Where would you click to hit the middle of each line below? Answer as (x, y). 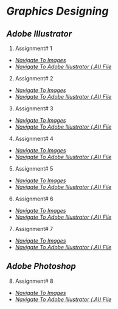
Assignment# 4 (34, 139)
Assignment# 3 (34, 108)
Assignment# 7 (34, 229)
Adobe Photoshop (41, 266)
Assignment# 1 (34, 48)
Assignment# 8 (34, 281)
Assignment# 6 (34, 199)
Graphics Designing (57, 11)
